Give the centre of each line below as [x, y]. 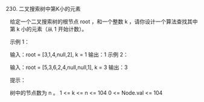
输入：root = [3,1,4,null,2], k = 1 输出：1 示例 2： [69, 55]
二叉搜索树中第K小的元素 [49, 9]
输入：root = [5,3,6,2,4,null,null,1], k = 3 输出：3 [69, 67]
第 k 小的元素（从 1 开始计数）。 [49, 29]
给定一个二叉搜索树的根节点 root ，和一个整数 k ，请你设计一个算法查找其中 [104, 22]
